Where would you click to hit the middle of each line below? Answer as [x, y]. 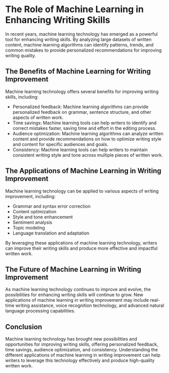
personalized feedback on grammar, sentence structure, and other [82, 112]
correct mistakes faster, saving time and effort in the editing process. [85, 128]
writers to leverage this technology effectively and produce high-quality [80, 360]
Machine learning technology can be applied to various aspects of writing [82, 191]
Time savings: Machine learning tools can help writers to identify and [85, 123]
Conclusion [24, 327]
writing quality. [21, 55]
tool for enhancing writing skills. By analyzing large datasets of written [78, 39]
